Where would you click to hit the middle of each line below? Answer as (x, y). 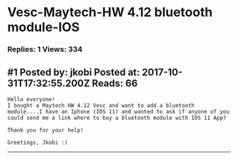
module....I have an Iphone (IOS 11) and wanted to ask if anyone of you (119, 111)
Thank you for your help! (45, 130)
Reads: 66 (115, 83)
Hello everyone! (31, 99)
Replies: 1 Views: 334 (45, 49)
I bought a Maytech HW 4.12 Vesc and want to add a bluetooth (101, 105)
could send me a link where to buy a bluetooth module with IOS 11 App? (117, 118)
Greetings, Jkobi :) (38, 142)
